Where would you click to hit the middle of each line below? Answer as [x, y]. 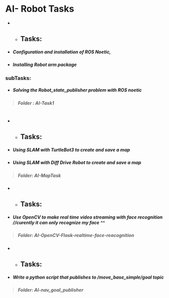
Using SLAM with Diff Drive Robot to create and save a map [77, 163]
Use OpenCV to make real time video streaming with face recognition [88, 217]
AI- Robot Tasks [40, 9]
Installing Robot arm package [45, 65]
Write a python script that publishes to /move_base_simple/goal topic [88, 277]
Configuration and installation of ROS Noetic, [62, 52]
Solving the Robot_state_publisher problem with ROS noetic [77, 90]
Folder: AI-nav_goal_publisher [50, 290]
